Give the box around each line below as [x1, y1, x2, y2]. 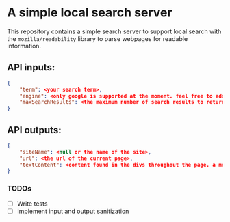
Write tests [16, 199, 48, 208]
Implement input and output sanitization [16, 207, 129, 215]
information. [7, 42, 42, 50]
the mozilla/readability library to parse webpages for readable [7, 34, 188, 42]
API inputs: [7, 61, 55, 73]
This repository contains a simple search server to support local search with [7, 27, 222, 36]
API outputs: [7, 124, 62, 136]
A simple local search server [7, 5, 172, 20]
